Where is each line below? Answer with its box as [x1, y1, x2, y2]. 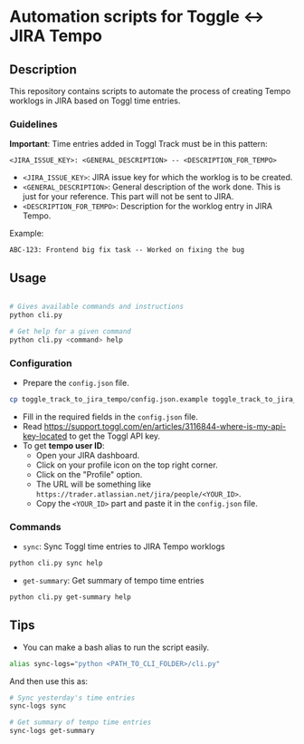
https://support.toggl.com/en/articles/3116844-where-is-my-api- [43, 420, 287, 431]
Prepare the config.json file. [22, 377, 129, 388]
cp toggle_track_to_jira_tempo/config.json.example [9, 394, 208, 404]
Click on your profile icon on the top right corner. [35, 459, 219, 470]
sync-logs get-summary [9, 727, 95, 736]
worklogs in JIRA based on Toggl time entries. [9, 95, 181, 106]
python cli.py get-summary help [9, 592, 131, 602]
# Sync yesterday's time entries [9, 693, 136, 702]
